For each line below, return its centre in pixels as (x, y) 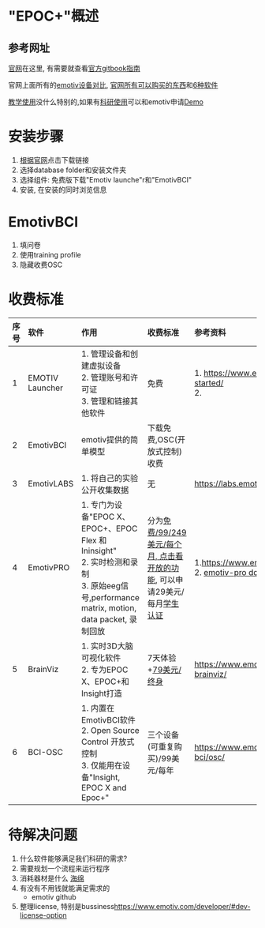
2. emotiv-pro (220, 572)
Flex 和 (94, 540)
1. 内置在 (98, 708)
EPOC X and (104, 787)
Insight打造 (102, 693)
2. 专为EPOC (105, 670)
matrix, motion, (109, 607)
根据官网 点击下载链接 (54, 160)
